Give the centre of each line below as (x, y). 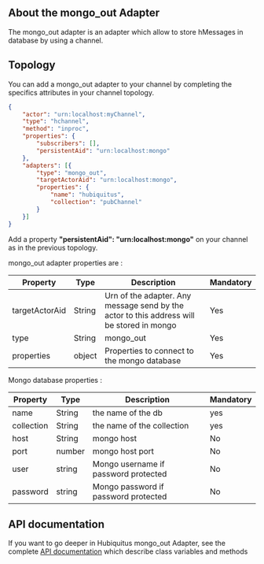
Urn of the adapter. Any (148, 295)
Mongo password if (128, 486)
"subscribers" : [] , (68, 143)
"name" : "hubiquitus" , (87, 195)
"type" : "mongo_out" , (72, 173)
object (85, 355)
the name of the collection (141, 425)
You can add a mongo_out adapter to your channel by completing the (120, 84)
